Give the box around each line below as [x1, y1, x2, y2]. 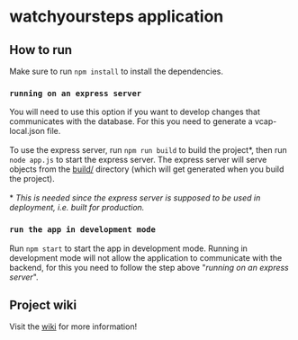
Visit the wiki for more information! [9, 321, 138, 332]
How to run [9, 42, 73, 58]
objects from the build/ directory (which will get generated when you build [9, 164, 284, 174]
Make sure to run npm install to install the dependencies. [9, 66, 223, 76]
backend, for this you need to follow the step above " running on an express [9, 262, 290, 273]
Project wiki [9, 297, 77, 312]
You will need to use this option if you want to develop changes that [9, 106, 261, 118]
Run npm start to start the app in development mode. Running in [9, 243, 248, 254]
